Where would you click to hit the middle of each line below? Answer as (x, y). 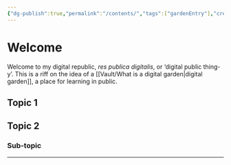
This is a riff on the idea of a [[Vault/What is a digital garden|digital (109, 74)
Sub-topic (24, 146)
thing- (212, 67)
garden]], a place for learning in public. (63, 81)
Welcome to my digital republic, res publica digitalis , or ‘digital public (104, 67)
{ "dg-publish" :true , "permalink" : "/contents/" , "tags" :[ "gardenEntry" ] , (110, 13)
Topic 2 (23, 126)
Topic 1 (22, 103)
